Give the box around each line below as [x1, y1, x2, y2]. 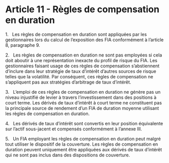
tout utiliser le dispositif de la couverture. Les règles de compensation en [5, 141, 158, 147]
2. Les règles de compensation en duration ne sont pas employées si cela [5, 52, 162, 58]
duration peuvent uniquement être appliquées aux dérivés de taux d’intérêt [5, 146, 162, 152]
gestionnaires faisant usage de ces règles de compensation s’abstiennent [5, 63, 160, 69]
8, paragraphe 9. [5, 42, 41, 48]
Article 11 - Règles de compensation [5, 4, 159, 15]
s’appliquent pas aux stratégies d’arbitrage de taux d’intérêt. [5, 79, 131, 85]
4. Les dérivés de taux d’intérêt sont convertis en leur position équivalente [5, 120, 163, 126]
